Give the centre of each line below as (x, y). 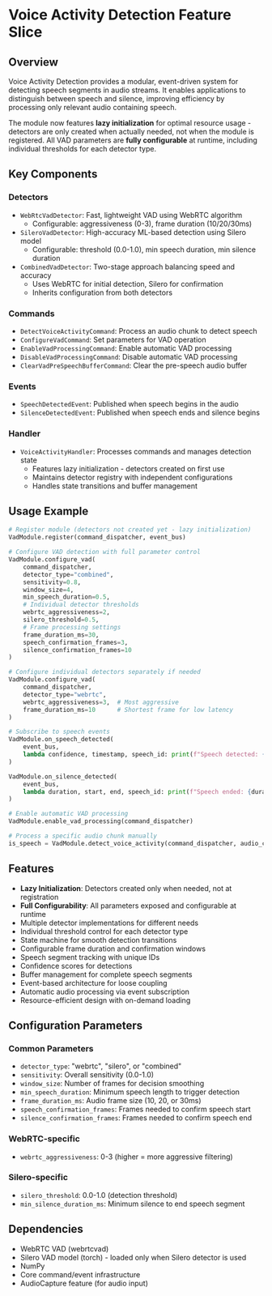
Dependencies (46, 1229)
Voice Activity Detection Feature (120, 15)
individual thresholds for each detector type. (82, 149)
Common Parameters (51, 1048)
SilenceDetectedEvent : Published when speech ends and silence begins (140, 413)
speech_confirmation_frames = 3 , (76, 642)
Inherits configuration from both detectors (102, 292)
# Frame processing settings (72, 627)
